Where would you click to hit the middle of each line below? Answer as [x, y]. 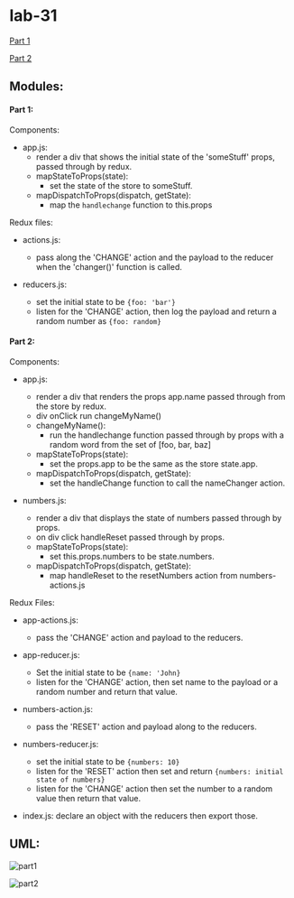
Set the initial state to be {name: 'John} [108, 672]
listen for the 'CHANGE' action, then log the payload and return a [156, 311]
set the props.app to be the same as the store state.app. [154, 463]
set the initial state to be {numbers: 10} [108, 761]
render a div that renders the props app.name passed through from [161, 396]
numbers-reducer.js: [60, 744]
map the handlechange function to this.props [131, 205]
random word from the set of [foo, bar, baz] [130, 444]
